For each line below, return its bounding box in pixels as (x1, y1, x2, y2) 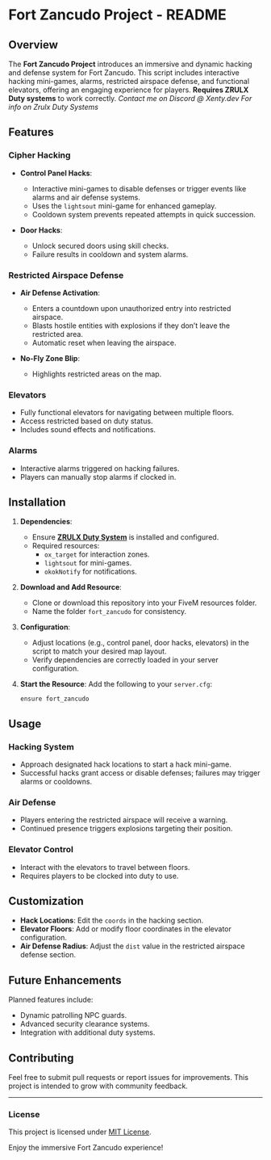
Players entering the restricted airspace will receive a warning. (19, 815, 228, 825)
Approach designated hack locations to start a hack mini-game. (19, 759, 231, 769)
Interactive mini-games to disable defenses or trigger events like (31, 183, 247, 193)
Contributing (8, 1051, 74, 1065)
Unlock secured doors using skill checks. (31, 241, 169, 250)
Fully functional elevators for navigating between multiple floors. (19, 408, 234, 418)
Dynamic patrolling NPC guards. (19, 1011, 127, 1020)
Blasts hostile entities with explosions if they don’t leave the (31, 321, 231, 330)
